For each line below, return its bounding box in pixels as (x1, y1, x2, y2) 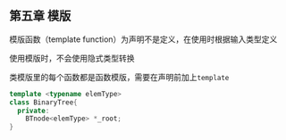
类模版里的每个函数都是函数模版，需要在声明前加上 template (9, 71, 230, 82)
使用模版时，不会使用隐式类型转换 (9, 53, 135, 63)
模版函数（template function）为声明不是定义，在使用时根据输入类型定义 (9, 34, 278, 45)
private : (17, 106, 50, 115)
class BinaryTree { (9, 97, 78, 107)
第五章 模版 (9, 8, 71, 24)
